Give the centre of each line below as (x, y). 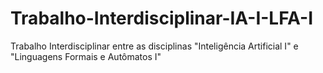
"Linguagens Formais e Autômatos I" (86, 56)
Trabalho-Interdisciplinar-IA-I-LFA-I (162, 18)
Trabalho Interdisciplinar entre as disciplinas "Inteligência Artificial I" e (154, 46)
